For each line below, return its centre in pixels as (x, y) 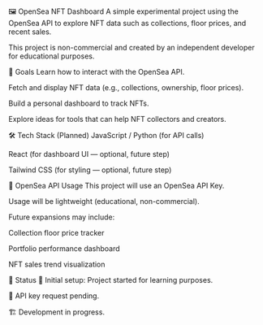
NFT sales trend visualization (57, 264)
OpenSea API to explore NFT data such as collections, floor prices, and (127, 23)
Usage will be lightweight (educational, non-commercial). (104, 201)
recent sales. (30, 32)
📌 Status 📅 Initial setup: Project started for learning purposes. (111, 280)
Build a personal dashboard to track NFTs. (79, 103)
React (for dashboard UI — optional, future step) (89, 154)
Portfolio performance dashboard (64, 249)
